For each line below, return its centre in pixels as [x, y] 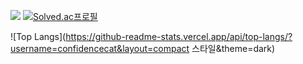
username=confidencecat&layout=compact [100, 48]
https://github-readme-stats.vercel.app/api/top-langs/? [179, 36]
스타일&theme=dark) [233, 48]
